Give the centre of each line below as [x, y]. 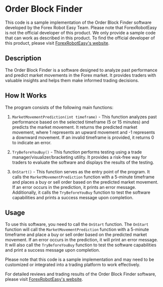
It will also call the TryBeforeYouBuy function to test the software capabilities [81, 245]
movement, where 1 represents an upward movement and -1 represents [83, 132]
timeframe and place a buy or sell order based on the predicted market [76, 235]
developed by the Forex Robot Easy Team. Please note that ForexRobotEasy [81, 27]
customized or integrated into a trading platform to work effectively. [73, 265]
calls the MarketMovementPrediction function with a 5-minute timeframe [83, 177]
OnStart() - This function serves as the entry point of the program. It [81, 171]
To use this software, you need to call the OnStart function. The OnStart [77, 224]
